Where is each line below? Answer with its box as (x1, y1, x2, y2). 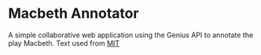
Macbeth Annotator (8, 5, 139, 22)
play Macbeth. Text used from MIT (8, 38, 120, 47)
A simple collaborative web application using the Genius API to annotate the (8, 30, 254, 40)
